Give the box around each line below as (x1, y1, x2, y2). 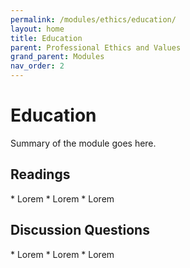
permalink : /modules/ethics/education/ (10, 14, 177, 25)
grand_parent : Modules (10, 52, 105, 62)
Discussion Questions (10, 222, 150, 239)
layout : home (10, 24, 65, 34)
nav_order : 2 (10, 61, 65, 71)
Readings (10, 166, 71, 183)
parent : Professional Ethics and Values (10, 42, 182, 53)
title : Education (10, 33, 83, 43)
